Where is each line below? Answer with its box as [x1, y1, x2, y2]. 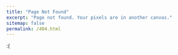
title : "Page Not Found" [6, 8, 69, 15]
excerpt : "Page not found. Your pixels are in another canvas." [6, 15, 173, 21]
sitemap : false [6, 20, 45, 26]
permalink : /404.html [6, 25, 61, 32]
